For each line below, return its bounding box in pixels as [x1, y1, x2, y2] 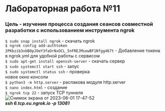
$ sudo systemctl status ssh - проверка [5, 69, 90, 75]
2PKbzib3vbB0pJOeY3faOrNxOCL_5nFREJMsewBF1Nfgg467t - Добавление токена [5, 48, 161, 54]
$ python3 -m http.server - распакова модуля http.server [5, 79, 126, 85]
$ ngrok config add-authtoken [5, 43, 68, 49]
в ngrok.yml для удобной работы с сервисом [5, 53, 100, 59]
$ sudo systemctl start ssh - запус [5, 63, 79, 69]
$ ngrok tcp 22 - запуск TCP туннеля [5, 90, 83, 96]
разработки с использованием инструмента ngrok [5, 27, 135, 34]
